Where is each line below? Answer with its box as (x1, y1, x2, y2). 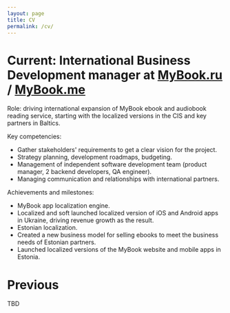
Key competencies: (7, 132, 62, 141)
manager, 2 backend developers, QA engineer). (17, 168, 152, 176)
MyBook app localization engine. (17, 202, 110, 210)
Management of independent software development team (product (17, 160, 207, 169)
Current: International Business (7, 52, 191, 68)
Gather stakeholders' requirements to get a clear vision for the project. (17, 146, 218, 154)
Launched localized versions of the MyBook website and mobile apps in (17, 246, 222, 254)
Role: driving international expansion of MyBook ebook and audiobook (7, 105, 207, 113)
